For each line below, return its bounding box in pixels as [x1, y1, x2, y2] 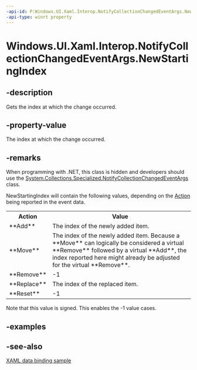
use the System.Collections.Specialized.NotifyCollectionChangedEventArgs [6, 174, 189, 182]
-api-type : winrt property [6, 14, 72, 20]
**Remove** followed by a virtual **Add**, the [52, 246, 187, 254]
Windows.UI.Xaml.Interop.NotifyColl [6, 39, 189, 53]
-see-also [6, 341, 43, 351]
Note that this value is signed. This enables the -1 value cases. [6, 305, 157, 312]
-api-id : [6, 8, 28, 15]
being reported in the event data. [6, 199, 86, 206]
